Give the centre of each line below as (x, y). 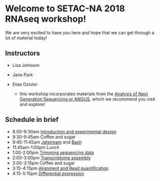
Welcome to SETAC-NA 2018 (65, 9)
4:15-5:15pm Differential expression (48, 173)
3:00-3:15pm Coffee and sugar (44, 163)
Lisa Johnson (26, 65)
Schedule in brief (32, 120)
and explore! (32, 104)
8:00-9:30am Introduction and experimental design (64, 131)
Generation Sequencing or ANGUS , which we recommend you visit (87, 99)
